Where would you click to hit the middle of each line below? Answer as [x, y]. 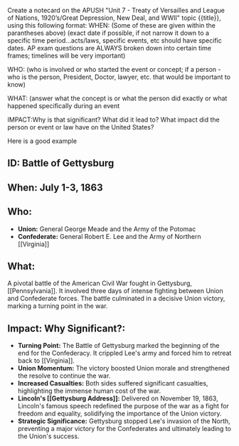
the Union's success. [48, 436]
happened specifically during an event [64, 106]
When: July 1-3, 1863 [55, 187]
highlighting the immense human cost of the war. [89, 391]
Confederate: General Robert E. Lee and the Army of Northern [109, 236]
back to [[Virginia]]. [46, 361]
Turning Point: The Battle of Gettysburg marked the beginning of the [118, 346]
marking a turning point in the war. [58, 306]
